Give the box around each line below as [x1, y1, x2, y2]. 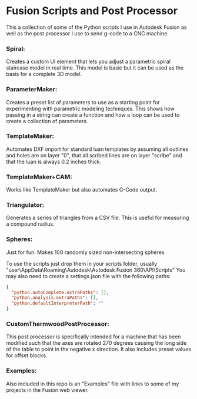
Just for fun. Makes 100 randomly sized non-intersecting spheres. [6, 249, 166, 256]
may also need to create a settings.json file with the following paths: [6, 272, 171, 279]
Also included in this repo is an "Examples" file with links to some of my [6, 380, 179, 387]
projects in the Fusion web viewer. [6, 386, 89, 393]
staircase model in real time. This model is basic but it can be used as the [6, 64, 184, 71]
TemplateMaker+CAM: [6, 173, 72, 181]
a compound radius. [6, 220, 55, 227]
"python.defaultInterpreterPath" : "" [11, 301, 104, 306]
